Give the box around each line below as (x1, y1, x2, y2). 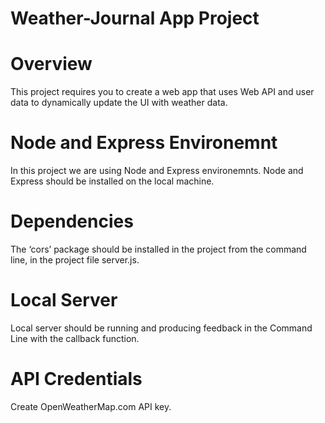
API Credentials (10, 368, 143, 391)
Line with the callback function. (10, 332, 140, 344)
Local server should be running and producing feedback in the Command (10, 322, 313, 334)
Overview (10, 53, 93, 76)
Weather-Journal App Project (10, 7, 260, 30)
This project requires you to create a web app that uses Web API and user (10, 86, 315, 98)
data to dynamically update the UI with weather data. (10, 97, 228, 109)
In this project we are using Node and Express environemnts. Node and (10, 165, 304, 177)
